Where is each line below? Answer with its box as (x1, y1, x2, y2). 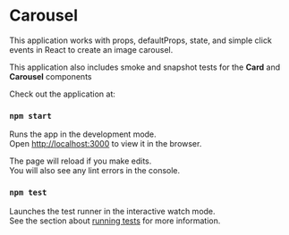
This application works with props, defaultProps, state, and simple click (9, 35, 273, 46)
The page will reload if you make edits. (9, 155, 152, 166)
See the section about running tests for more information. (9, 215, 221, 226)
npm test (9, 188, 47, 197)
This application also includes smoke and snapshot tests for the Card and (9, 62, 281, 72)
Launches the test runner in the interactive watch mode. (9, 206, 217, 216)
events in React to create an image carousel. (9, 44, 174, 55)
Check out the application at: (9, 88, 116, 99)
